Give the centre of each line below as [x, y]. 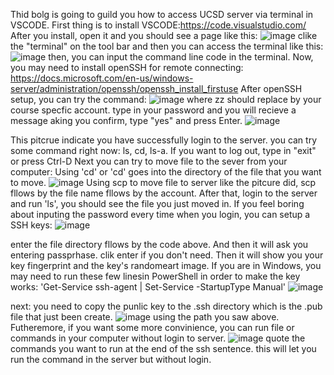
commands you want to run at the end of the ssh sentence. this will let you [163, 348]
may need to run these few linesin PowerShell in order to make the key [155, 276]
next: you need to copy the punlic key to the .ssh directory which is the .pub [166, 306]
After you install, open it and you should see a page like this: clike [164, 35]
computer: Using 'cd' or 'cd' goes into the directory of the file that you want [166, 172]
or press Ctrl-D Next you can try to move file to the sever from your [149, 161]
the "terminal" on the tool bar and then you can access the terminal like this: [167, 46]
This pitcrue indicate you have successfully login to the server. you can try [164, 140]
